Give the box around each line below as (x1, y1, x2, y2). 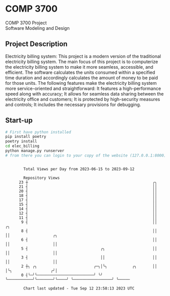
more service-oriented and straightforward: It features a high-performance (5, 85, 161, 91)
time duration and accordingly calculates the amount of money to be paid (5, 74, 158, 81)
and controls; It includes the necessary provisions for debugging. (5, 102, 141, 108)
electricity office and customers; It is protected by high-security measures (5, 96, 160, 102)
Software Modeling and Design (5, 25, 70, 31)
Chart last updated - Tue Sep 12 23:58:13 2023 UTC (23, 286, 135, 291)
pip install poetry (5, 134, 47, 139)
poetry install (5, 139, 37, 144)
